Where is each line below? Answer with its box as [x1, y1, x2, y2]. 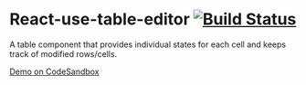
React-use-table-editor [9, 9, 190, 30]
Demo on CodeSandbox [9, 66, 100, 77]
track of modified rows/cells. [9, 48, 118, 59]
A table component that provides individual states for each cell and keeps [9, 39, 286, 50]
